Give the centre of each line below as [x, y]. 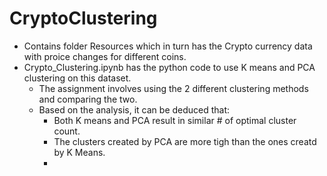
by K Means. [79, 152]
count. [67, 131]
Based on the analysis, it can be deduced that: [134, 109]
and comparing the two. [88, 99]
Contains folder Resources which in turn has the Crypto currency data [168, 46]
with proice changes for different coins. [105, 56]
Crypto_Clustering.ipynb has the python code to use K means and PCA [169, 67]
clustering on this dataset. [77, 78]
